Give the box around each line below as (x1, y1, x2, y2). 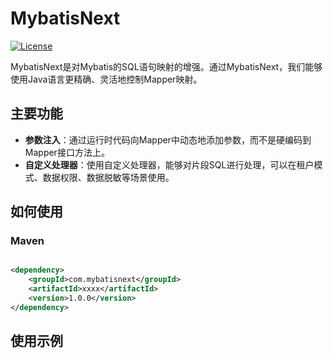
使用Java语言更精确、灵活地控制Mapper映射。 (10, 73, 203, 85)
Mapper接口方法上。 (24, 146, 110, 158)
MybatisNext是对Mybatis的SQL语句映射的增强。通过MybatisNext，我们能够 (10, 60, 323, 72)
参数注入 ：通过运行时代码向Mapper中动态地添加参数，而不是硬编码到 (24, 133, 312, 146)
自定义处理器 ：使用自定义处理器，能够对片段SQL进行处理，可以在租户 (24, 158, 315, 171)
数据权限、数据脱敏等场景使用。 (42, 171, 175, 183)
